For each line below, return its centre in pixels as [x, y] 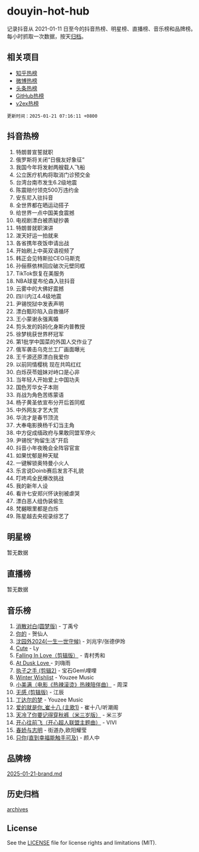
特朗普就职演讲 [34, 228]
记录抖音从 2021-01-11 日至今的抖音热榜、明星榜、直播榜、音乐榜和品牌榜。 [102, 29]
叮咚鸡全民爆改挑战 [40, 478]
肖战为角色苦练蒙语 [40, 394]
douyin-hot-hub [48, 11]
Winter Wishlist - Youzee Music [55, 677]
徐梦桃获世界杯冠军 [40, 334]
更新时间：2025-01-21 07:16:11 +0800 [52, 116]
